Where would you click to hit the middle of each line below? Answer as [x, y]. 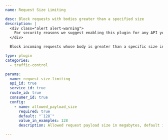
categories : [17, 60]
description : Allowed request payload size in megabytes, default [89, 125]
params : [13, 74]
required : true [34, 111]
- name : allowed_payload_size [46, 107]
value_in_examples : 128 [43, 121]
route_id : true [25, 93]
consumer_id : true [29, 97]
